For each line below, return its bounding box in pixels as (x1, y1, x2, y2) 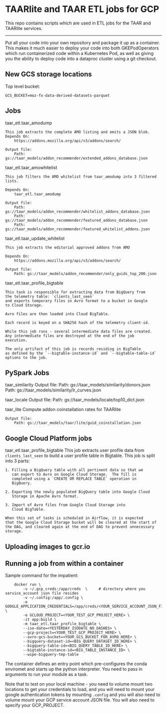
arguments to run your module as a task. (5, 672, 88, 678)
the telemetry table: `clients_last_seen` (5, 294, 94, 299)
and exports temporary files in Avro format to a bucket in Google (5, 298, 148, 303)
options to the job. (5, 355, 48, 360)
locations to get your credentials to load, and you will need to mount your (5, 687, 155, 693)
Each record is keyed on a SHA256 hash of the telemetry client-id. (5, 320, 150, 325)
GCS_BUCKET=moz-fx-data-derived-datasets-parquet (5, 93, 110, 98)
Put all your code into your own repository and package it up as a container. (5, 39, 161, 45)
